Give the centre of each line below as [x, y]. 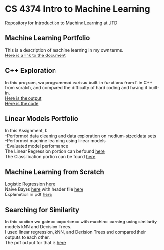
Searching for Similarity [42, 210]
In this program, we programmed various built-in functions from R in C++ [79, 83]
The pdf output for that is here [36, 242]
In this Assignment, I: [26, 131]
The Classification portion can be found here [50, 157]
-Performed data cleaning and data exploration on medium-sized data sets [81, 136]
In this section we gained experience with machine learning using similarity [81, 222]
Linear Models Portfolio [42, 119]
